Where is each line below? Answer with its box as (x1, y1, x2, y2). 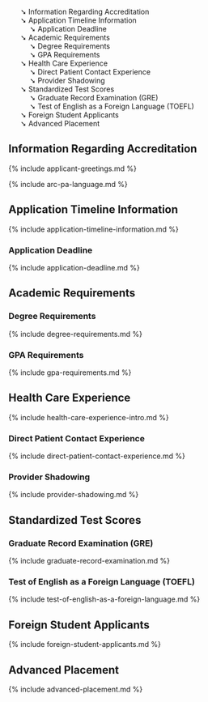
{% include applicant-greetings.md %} (8, 164, 138, 173)
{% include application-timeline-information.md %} (8, 224, 180, 234)
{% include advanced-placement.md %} (8, 684, 143, 694)
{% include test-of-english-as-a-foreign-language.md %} (8, 594, 201, 604)
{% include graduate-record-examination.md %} (8, 556, 171, 565)
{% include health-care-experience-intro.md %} (8, 412, 169, 422)
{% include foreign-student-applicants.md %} (8, 640, 162, 649)
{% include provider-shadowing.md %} (8, 490, 139, 500)
